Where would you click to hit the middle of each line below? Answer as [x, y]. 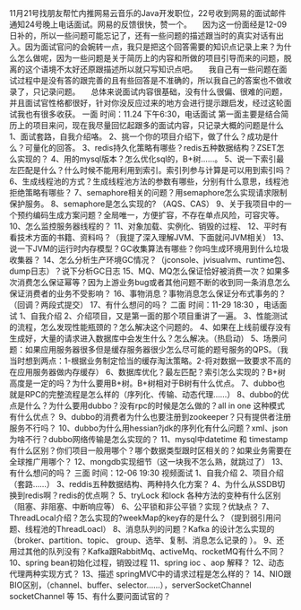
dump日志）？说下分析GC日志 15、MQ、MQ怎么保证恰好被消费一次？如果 [146, 271]
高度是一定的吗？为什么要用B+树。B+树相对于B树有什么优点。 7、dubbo [143, 383]
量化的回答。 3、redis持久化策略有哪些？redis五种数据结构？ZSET [155, 148]
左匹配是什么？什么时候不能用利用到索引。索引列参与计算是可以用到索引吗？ [150, 170]
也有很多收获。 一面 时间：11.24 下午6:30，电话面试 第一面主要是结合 [153, 114]
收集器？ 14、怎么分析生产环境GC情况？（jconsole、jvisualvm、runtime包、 [150, 260]
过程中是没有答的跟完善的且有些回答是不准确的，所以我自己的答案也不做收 [154, 80]
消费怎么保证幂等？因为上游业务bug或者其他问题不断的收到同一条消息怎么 [154, 282]
